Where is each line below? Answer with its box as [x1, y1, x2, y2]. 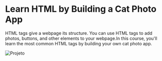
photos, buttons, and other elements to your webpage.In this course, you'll [5, 35, 158, 41]
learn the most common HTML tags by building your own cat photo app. [5, 40, 153, 46]
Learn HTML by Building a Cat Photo [5, 3, 157, 15]
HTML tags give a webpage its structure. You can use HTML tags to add [5, 30, 153, 36]
